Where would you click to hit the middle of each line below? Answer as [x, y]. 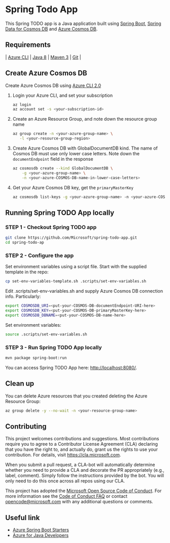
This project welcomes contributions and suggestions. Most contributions [82, 439]
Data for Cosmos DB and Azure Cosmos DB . [52, 28]
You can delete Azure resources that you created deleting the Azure [76, 396]
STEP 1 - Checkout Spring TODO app [51, 227]
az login [22, 105]
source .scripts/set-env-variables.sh [46, 334]
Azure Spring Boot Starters [41, 530]
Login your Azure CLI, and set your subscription [63, 95]
